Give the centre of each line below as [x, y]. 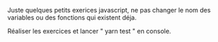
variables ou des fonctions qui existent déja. [72, 17]
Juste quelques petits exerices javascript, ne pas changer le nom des [109, 10]
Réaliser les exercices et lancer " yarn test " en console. [89, 31]
